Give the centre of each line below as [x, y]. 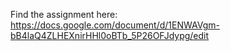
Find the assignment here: [64, 14]
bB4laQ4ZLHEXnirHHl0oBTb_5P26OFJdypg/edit [110, 35]
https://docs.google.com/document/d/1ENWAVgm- [115, 25]
